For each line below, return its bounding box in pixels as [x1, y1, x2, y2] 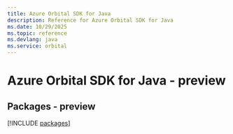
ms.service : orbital [7, 43, 68, 50]
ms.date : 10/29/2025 [7, 23, 68, 30]
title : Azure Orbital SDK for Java [7, 10, 111, 17]
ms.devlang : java [7, 36, 58, 43]
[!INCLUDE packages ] [7, 119, 71, 127]
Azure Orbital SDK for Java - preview [7, 73, 226, 89]
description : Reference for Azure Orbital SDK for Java [7, 17, 174, 24]
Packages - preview [7, 100, 96, 112]
